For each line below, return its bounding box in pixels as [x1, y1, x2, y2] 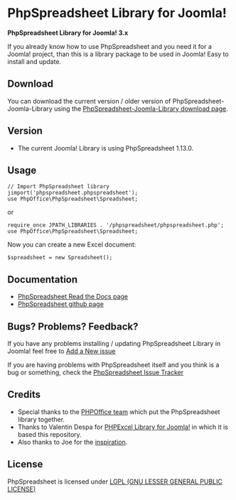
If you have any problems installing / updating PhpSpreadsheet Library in [7, 339, 221, 347]
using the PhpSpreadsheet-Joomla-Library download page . [54, 104, 229, 113]
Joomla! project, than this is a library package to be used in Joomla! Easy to [7, 50, 229, 58]
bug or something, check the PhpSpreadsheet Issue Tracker [7, 368, 184, 376]
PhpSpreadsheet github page [17, 300, 104, 308]
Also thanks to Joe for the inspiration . [17, 437, 128, 446]
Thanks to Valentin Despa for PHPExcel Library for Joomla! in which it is [17, 423, 229, 431]
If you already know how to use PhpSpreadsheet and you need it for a [7, 42, 212, 50]
